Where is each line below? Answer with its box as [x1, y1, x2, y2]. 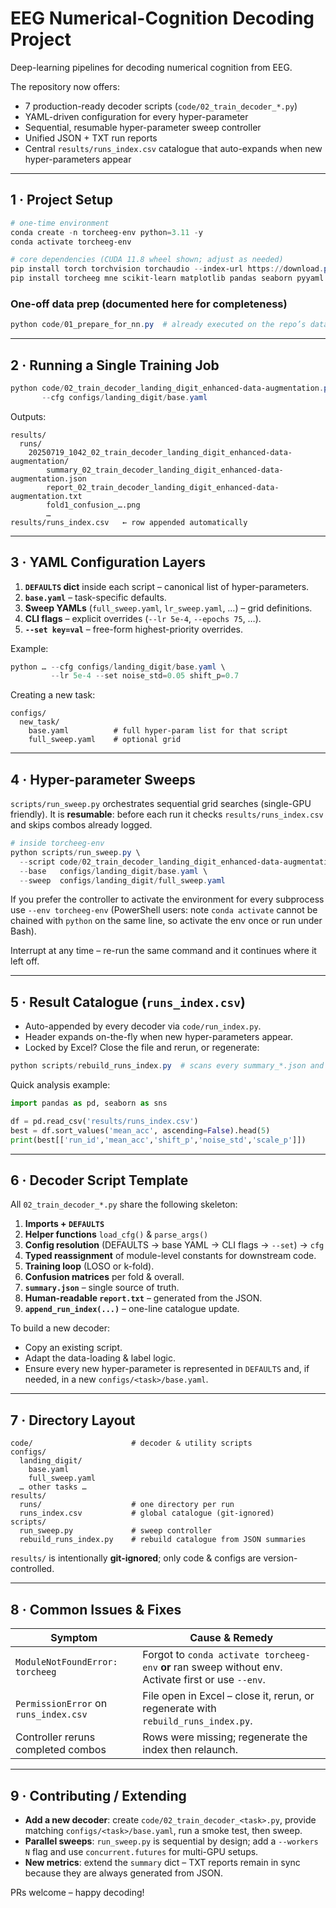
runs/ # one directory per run [19, 1500, 235, 1510]
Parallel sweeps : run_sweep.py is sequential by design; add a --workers [24, 1835, 319, 1847]
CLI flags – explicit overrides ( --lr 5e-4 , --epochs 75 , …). [24, 612, 262, 624]
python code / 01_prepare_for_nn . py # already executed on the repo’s [10, 320, 307, 330]
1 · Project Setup [10, 192, 114, 209]
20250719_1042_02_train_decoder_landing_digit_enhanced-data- [28, 447, 293, 457]
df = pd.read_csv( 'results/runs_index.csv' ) [10, 1117, 199, 1127]
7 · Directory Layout [10, 1412, 136, 1429]
